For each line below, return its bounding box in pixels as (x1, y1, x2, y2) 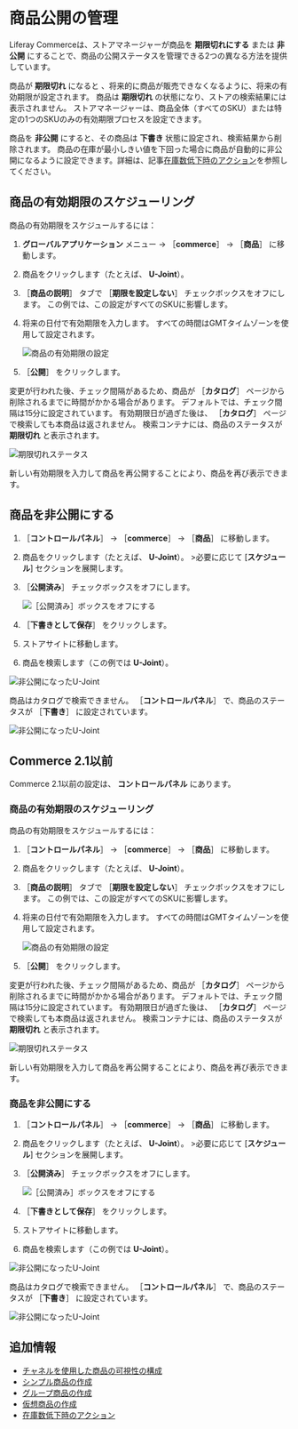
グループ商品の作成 (21, 1387, 92, 1398)
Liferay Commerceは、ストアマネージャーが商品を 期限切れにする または (9, 39, 275, 50)
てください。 (9, 165, 56, 176)
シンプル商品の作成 (21, 1376, 93, 1387)
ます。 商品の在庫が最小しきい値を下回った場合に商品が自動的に (32, 143, 268, 154)
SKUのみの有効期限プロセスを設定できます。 (43, 113, 207, 124)
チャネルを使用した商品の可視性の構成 (21, 1365, 162, 1376)
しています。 (9, 61, 56, 72)
